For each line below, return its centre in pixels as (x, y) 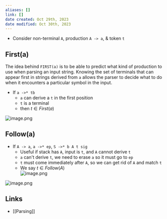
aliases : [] (18, 10)
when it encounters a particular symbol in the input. (59, 83)
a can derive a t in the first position (57, 98)
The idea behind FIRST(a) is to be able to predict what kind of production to (84, 67)
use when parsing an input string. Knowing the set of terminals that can (79, 72)
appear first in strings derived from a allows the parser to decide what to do (84, 77)
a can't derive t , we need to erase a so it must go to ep (77, 157)
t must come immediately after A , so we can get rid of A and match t (91, 162)
